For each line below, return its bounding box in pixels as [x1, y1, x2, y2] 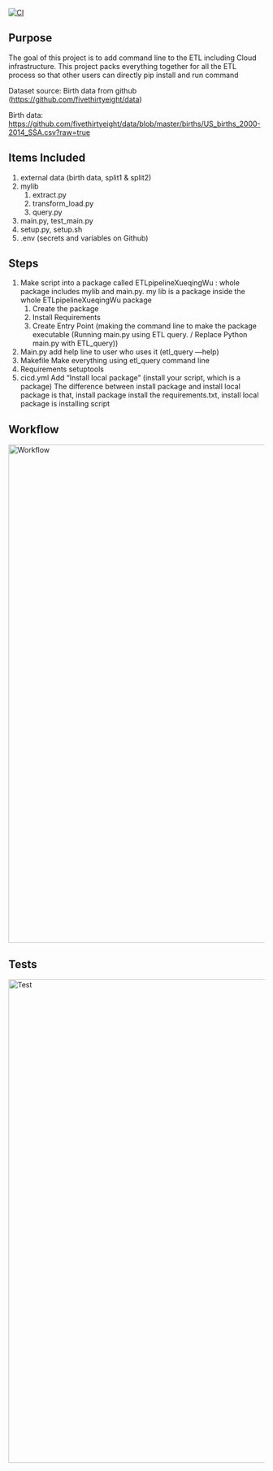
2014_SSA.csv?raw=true [8, 127, 91, 137]
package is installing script [19, 399, 110, 409]
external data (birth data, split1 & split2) [19, 172, 152, 182]
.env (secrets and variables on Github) [19, 232, 149, 243]
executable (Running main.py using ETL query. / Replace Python [32, 330, 248, 340]
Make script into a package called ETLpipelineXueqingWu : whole [19, 278, 240, 288]
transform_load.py [32, 198, 94, 208]
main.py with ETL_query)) [32, 338, 119, 349]
